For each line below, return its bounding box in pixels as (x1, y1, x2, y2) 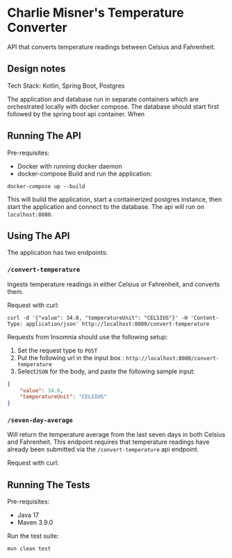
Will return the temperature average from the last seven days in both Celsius (7, 431, 226, 439)
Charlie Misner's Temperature (7, 5, 184, 21)
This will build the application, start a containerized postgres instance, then (7, 195, 222, 203)
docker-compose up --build (7, 183, 85, 189)
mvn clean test (7, 545, 51, 552)
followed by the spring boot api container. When (7, 109, 145, 118)
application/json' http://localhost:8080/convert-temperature (25, 320, 210, 327)
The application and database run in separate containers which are (7, 95, 199, 103)
